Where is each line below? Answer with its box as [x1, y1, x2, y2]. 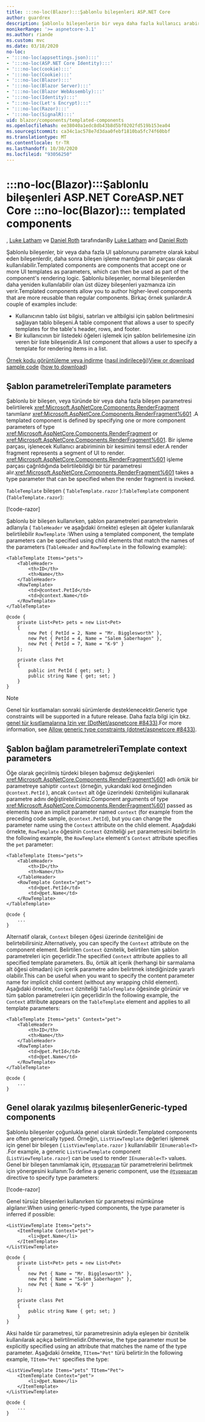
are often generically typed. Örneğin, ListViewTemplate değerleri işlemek [6, 1134, 189, 1142]
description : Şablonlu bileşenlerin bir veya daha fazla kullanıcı [6, 20, 182, 26]
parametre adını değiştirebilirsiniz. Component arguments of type [6, 795, 169, 803]
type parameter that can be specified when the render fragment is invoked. [6, 475, 196, 483]
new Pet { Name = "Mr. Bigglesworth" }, [28, 1270, 132, 1276]
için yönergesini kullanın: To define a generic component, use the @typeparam [6, 1167, 198, 1175]
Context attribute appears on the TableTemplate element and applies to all [6, 998, 190, 1005]
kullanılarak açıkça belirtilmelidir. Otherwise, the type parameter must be [6, 1336, 187, 1343]
